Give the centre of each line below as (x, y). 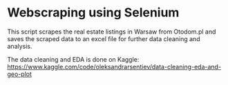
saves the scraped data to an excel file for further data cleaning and (104, 38)
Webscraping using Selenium (93, 13)
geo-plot (20, 74)
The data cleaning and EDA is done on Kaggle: (73, 59)
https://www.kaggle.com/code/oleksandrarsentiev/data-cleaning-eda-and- (114, 66)
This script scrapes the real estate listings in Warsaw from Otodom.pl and (112, 32)
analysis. (20, 46)
